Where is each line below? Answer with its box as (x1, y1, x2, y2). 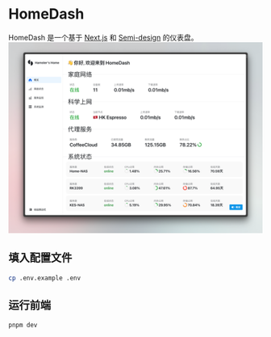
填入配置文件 (8, 251, 73, 265)
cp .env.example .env (8, 274, 81, 282)
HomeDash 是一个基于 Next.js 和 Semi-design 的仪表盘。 (8, 32, 198, 42)
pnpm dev (8, 321, 38, 330)
